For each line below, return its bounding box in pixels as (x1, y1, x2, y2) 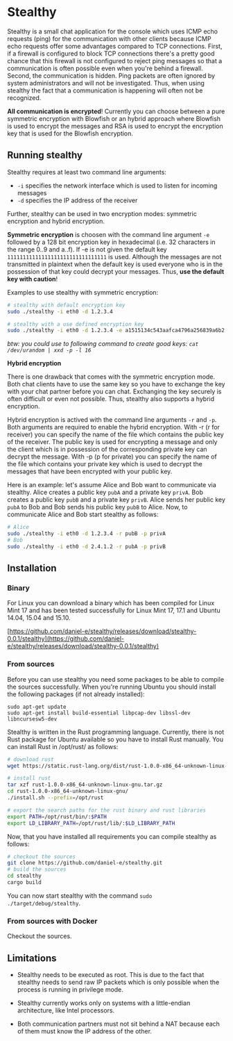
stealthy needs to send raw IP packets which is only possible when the (17, 978, 220, 987)
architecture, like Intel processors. (17, 1006, 115, 1015)
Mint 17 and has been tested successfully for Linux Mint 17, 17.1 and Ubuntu (7, 606, 221, 615)
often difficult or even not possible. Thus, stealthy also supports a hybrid (7, 395, 215, 403)
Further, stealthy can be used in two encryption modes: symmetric (7, 209, 198, 218)
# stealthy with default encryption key (7, 302, 126, 309)
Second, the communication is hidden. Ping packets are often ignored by (7, 71, 216, 80)
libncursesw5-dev (7, 715, 58, 723)
